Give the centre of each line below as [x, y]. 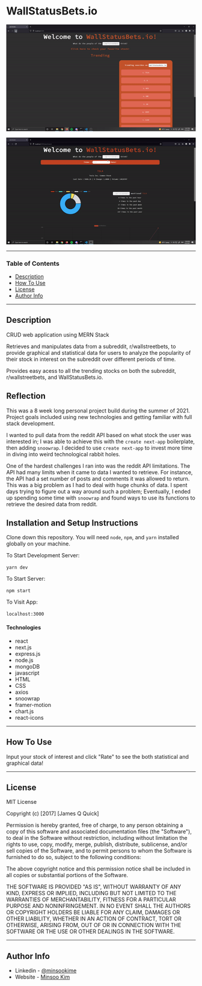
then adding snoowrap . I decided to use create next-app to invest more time [99, 448]
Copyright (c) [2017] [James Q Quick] [53, 813]
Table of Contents [33, 263]
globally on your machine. [38, 544]
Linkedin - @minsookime [46, 971]
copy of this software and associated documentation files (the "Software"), [99, 831]
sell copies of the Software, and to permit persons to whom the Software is [99, 851]
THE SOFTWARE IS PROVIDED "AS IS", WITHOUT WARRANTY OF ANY [94, 887]
